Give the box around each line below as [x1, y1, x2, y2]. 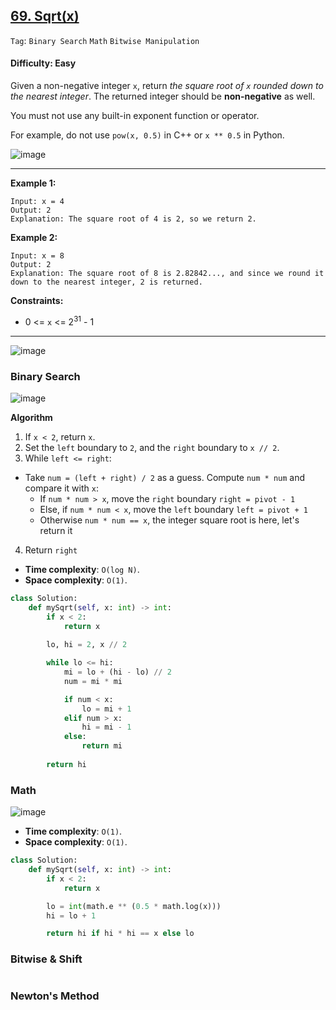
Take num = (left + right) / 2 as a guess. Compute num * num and [24, 471, 306, 483]
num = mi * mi [63, 676, 123, 686]
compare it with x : [24, 482, 99, 494]
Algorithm [10, 411, 53, 423]
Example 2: [10, 232, 58, 244]
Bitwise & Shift [10, 952, 83, 966]
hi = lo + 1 [46, 910, 97, 921]
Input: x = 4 [10, 197, 65, 207]
